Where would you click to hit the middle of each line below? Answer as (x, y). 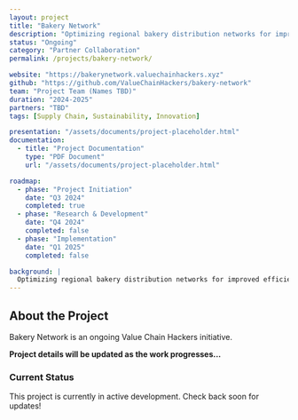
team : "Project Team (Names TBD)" (73, 91)
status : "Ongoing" (43, 42)
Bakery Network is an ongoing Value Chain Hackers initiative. (121, 337)
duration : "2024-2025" (51, 99)
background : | (35, 272)
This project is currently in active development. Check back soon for (134, 397)
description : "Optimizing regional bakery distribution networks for (141, 34)
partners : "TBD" (39, 107)
